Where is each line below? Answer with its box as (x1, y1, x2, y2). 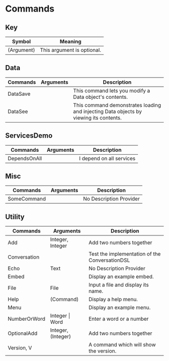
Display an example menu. (89, 304, 151, 311)
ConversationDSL (89, 257, 130, 264)
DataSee (8, 108, 28, 115)
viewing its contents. (73, 114, 122, 121)
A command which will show (89, 341, 156, 348)
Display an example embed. (89, 273, 154, 280)
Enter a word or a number (89, 316, 149, 323)
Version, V (8, 344, 32, 351)
